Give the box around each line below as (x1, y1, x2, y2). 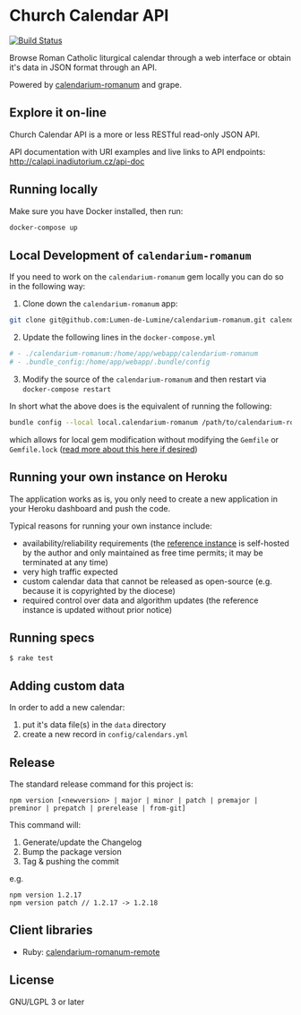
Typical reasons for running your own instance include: (9, 520, 212, 531)
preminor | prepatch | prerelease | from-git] (9, 804, 186, 813)
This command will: (9, 820, 82, 830)
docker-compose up (9, 223, 78, 232)
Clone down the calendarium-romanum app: (21, 298, 178, 309)
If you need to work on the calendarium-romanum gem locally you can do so (9, 271, 284, 282)
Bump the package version (21, 847, 123, 856)
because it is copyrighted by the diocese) (21, 585, 176, 596)
